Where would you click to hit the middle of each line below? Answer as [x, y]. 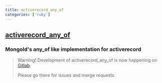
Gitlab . [24, 65]
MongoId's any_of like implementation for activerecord [73, 49]
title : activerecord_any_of [35, 10]
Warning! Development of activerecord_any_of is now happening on [87, 60]
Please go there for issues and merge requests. [66, 75]
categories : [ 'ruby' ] [28, 15]
